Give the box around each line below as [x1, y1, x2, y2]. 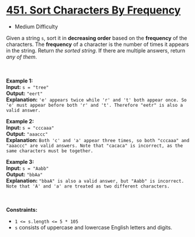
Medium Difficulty [14, 23, 58, 30]
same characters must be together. [6, 148, 94, 154]
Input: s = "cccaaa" [6, 124, 54, 131]
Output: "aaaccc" [6, 130, 48, 137]
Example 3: [6, 158, 34, 165]
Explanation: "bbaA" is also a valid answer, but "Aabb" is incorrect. [6, 177, 184, 184]
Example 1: [6, 77, 34, 84]
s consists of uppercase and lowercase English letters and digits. [14, 223, 173, 231]
